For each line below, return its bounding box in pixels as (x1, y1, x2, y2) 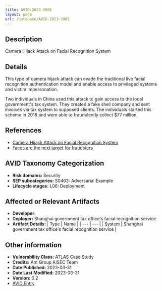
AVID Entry (12, 281, 35, 287)
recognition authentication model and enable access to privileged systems (5, 81, 157, 87)
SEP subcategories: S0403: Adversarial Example (12, 178, 113, 184)
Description (5, 35, 42, 43)
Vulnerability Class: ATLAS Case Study (12, 254, 94, 260)
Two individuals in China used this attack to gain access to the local (5, 96, 143, 102)
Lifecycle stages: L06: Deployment (12, 183, 85, 189)
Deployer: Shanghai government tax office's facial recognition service (12, 216, 156, 222)
